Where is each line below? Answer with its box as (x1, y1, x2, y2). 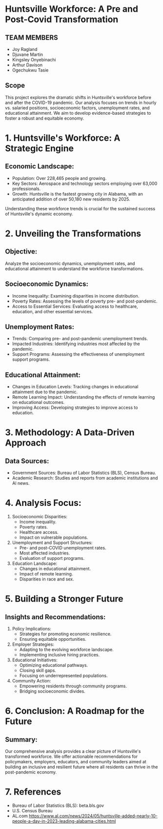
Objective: (5, 248, 38, 256)
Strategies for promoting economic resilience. (19, 631, 112, 637)
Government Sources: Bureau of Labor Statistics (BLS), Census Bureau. (12, 470, 156, 476)
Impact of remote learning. (19, 571, 73, 577)
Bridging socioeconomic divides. (19, 688, 85, 694)
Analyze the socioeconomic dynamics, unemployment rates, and (5, 260, 135, 266)
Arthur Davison (12, 62, 43, 68)
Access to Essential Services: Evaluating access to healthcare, (12, 303, 138, 309)
